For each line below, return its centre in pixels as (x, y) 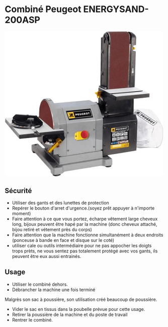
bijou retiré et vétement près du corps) (52, 229)
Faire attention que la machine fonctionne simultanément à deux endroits (88, 235)
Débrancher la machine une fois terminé (54, 289)
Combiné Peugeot (43, 9)
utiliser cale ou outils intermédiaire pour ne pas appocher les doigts (82, 245)
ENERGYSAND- (116, 9)
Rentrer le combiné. (32, 320)
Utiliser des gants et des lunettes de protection (60, 203)
